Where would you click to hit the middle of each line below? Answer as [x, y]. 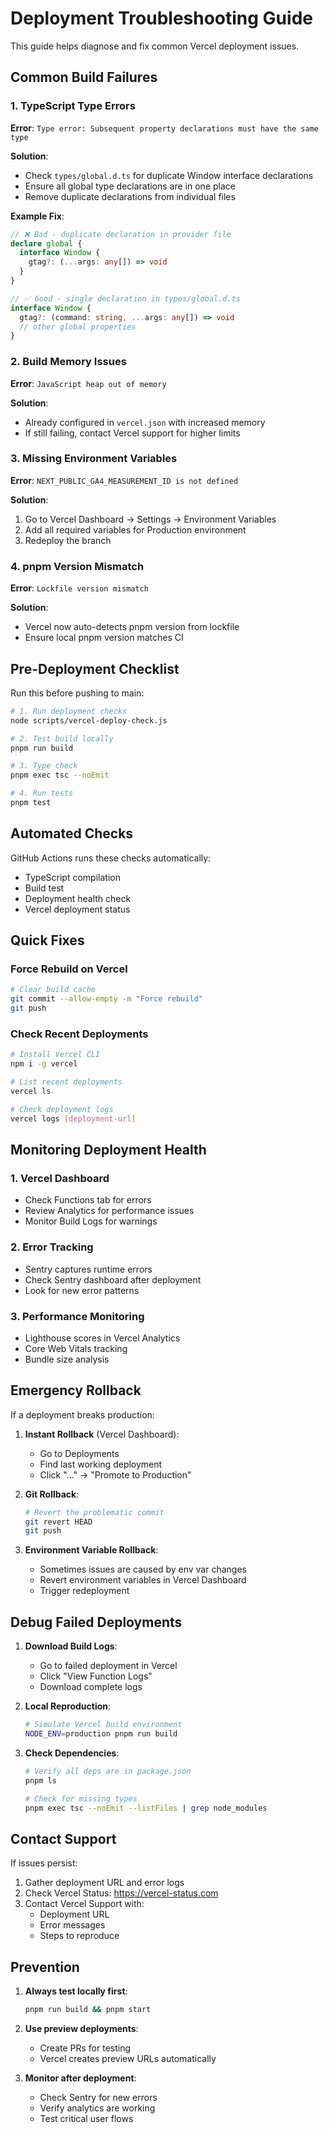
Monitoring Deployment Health [108, 1150]
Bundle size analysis [67, 1359]
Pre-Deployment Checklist [95, 668]
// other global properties [78, 327]
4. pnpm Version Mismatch [77, 566]
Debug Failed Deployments [96, 1622]
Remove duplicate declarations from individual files [130, 196]
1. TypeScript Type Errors [73, 106]
